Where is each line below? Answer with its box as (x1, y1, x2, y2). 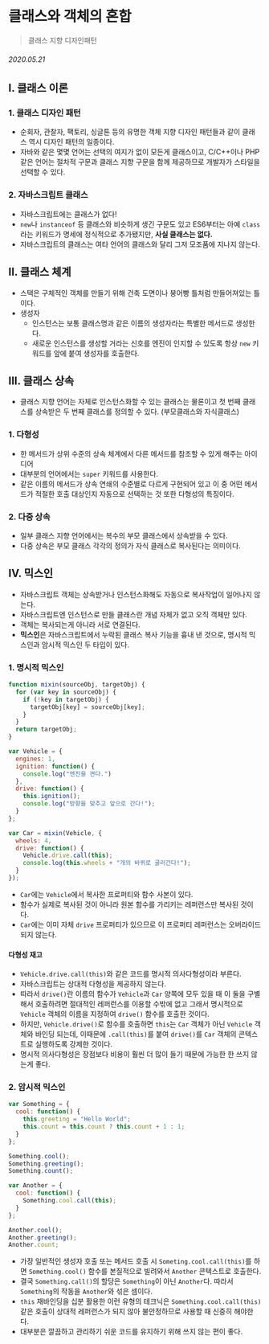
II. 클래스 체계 (8, 265, 71, 279)
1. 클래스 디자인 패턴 (8, 108, 82, 119)
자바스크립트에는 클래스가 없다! (19, 209, 118, 219)
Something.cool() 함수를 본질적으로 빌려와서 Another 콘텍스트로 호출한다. (28, 1267, 262, 1276)
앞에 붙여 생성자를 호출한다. (53, 348, 140, 358)
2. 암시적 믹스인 (8, 1082, 66, 1093)
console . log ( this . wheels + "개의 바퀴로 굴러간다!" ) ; (22, 859, 191, 867)
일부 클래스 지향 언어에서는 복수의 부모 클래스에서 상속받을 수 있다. (19, 531, 228, 540)
